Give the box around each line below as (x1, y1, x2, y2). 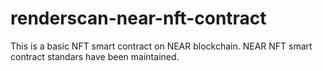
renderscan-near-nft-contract (10, 7, 267, 30)
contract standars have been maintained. (10, 50, 180, 62)
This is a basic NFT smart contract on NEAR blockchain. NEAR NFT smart (10, 40, 313, 52)
